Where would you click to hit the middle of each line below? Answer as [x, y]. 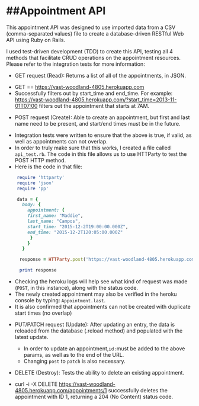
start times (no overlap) [43, 313]
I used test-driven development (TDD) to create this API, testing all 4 [90, 51]
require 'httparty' [41, 177]
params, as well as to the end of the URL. [74, 355]
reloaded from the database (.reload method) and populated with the [99, 331]
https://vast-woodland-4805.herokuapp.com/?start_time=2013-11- [96, 100]
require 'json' [36, 183]
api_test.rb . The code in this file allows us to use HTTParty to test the [101, 154]
